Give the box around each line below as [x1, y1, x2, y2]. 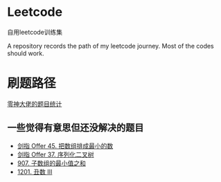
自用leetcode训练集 [7, 28, 63, 36]
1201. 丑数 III [17, 167, 53, 176]
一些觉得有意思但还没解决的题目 [7, 122, 144, 134]
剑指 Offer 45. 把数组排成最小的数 [17, 141, 114, 149]
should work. [7, 49, 45, 57]
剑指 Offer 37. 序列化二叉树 [17, 150, 95, 158]
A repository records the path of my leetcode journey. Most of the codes [7, 42, 215, 50]
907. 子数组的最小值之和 [17, 158, 87, 167]
